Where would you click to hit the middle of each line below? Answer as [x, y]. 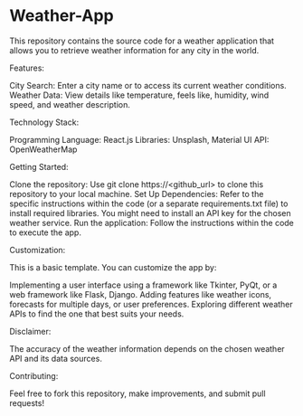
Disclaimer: [30, 331]
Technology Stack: [44, 122]
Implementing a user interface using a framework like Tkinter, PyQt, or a [143, 285]
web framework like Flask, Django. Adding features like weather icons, [141, 294]
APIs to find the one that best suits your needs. [97, 314]
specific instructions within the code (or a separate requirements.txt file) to [149, 203]
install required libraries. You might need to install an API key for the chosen [150, 213]
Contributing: [34, 375]
